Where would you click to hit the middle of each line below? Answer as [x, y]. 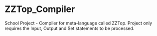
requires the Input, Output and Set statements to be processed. [70, 28]
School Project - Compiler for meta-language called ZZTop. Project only [78, 23]
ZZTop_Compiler [40, 9]
